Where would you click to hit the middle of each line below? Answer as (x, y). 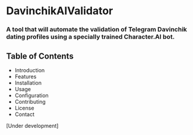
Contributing (30, 101)
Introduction (30, 70)
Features (26, 76)
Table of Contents (40, 56)
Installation (28, 83)
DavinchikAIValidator (60, 11)
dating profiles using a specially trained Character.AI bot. (91, 37)
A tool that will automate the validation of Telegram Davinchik (96, 30)
